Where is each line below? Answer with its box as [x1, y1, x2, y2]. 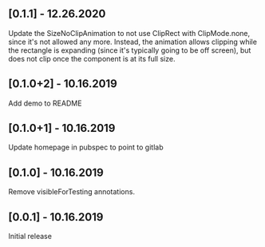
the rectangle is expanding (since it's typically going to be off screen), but [8, 45, 251, 55]
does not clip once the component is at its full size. [8, 54, 176, 63]
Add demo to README [8, 98, 82, 108]
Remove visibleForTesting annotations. [8, 187, 136, 197]
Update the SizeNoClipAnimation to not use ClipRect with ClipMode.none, [8, 28, 251, 38]
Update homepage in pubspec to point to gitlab [8, 142, 164, 152]
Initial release [8, 232, 52, 241]
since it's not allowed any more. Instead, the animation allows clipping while [8, 37, 258, 46]
